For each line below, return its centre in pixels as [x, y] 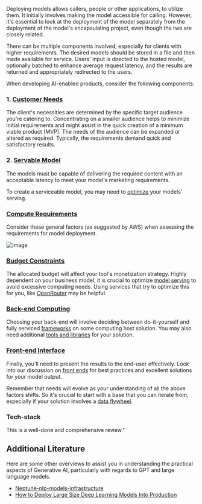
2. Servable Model [33, 160]
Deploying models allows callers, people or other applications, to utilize [95, 9]
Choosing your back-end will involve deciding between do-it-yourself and [98, 322]
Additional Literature [46, 449]
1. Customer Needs [35, 99]
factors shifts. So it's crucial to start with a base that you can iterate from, [97, 394]
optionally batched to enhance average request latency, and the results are [99, 65]
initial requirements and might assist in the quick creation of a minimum [95, 125]
